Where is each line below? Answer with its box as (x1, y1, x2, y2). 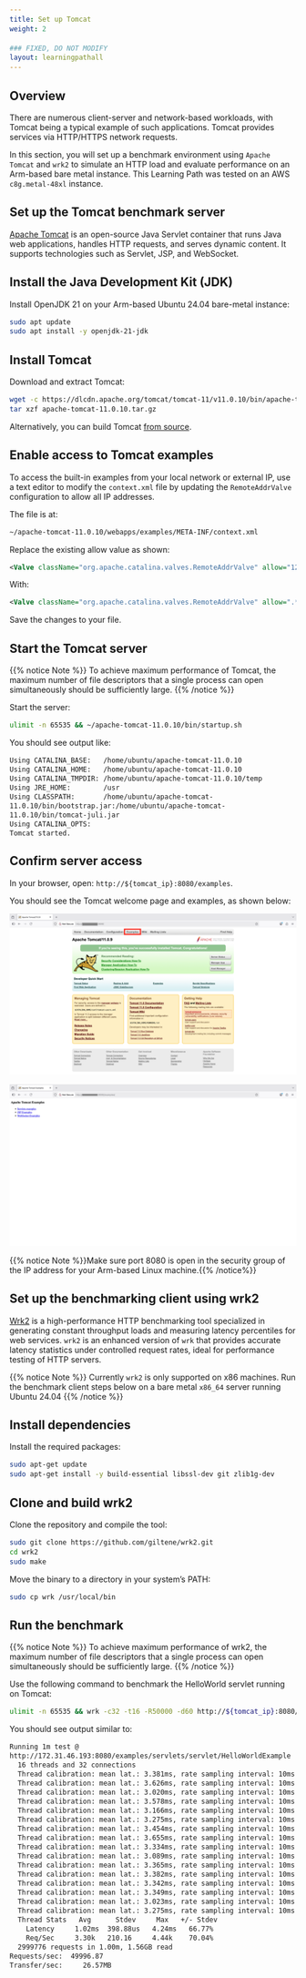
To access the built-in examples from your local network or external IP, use (9, 472, 291, 483)
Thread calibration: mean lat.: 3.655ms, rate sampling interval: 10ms (17, 1833, 296, 1843)
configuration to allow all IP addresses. (9, 491, 155, 502)
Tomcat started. (9, 829, 71, 838)
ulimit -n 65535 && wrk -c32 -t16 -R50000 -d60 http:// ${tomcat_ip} (9, 1708, 275, 1717)
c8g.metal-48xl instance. (9, 178, 104, 189)
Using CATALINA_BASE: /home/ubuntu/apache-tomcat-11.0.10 (9, 756, 243, 765)
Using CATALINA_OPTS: (9, 820, 92, 829)
